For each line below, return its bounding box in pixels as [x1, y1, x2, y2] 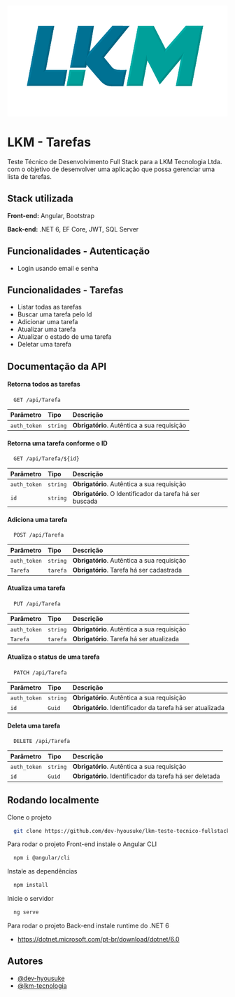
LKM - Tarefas [7, 135, 92, 150]
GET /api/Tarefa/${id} [13, 455, 80, 462]
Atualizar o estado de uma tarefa [17, 333, 112, 341]
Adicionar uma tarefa [17, 318, 78, 326]
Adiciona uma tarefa [7, 515, 68, 523]
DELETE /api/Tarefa [13, 738, 71, 745]
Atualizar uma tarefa [17, 325, 76, 334]
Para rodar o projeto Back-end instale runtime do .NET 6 [7, 921, 169, 930]
